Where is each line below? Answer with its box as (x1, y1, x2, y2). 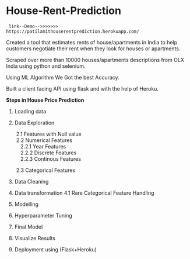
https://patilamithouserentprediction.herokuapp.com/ (6, 28, 140, 34)
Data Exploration (14, 119, 55, 126)
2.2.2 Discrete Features (20, 149, 77, 156)
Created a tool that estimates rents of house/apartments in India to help (6, 39, 178, 46)
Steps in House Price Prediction (6, 96, 85, 103)
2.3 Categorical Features (16, 167, 76, 174)
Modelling (14, 201, 39, 208)
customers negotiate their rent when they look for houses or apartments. (6, 45, 181, 52)
